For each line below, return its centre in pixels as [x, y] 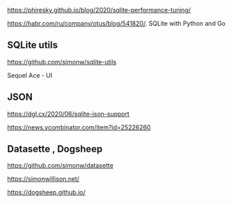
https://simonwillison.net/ [43, 179]
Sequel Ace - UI [30, 75]
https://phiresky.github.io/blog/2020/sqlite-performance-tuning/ [99, 10]
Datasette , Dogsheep [55, 149]
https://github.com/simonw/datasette [60, 166]
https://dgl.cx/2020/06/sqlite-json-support [68, 114]
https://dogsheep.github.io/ [46, 193]
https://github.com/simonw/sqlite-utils [62, 62]
